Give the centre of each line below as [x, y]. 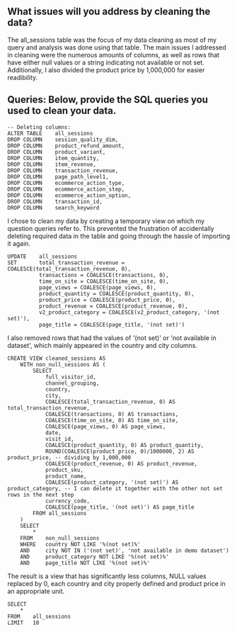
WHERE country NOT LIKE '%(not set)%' [80, 544]
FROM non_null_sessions [60, 538]
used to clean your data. [62, 111]
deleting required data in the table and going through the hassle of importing [119, 236]
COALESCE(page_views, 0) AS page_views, [105, 427]
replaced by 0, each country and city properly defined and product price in [117, 583]
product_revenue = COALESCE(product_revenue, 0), [114, 306]
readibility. [23, 77]
